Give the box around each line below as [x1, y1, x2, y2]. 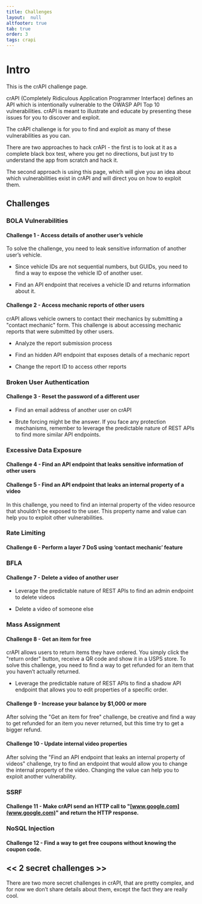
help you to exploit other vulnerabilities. [6, 514, 104, 521]
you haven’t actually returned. [6, 668, 81, 675]
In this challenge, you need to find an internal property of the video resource [6, 501, 195, 508]
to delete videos [14, 594, 55, 601]
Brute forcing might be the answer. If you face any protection [14, 418, 167, 425]
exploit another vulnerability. [6, 772, 77, 780]
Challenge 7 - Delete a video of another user [6, 574, 119, 581]
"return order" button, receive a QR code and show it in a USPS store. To [6, 655, 186, 662]
